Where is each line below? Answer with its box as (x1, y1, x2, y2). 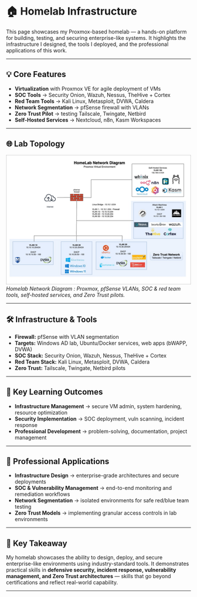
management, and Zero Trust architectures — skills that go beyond (6, 573, 171, 580)
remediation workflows (14, 491, 70, 498)
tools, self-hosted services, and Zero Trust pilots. (6, 291, 125, 298)
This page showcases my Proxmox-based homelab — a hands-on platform (6, 28, 187, 35)
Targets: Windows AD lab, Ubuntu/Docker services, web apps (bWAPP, (14, 339, 188, 346)
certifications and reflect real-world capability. (6, 579, 118, 586)
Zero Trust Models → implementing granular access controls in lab (14, 509, 177, 516)
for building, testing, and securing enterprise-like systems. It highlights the (6, 34, 186, 41)
